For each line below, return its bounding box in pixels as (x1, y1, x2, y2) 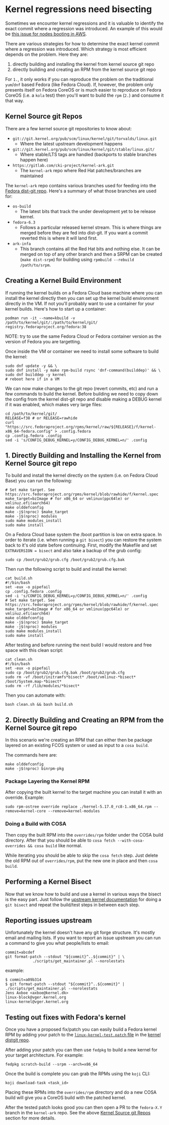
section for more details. (5, 1115, 56, 1121)
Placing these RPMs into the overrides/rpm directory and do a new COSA (5, 1089, 157, 1095)
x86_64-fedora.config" (5, 429, 53, 434)
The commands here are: (5, 752, 58, 758)
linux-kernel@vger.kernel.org (5, 999, 69, 1005)
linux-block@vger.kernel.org (5, 995, 66, 1000)
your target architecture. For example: (5, 1052, 84, 1058)
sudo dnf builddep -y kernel (5, 372, 66, 377)
